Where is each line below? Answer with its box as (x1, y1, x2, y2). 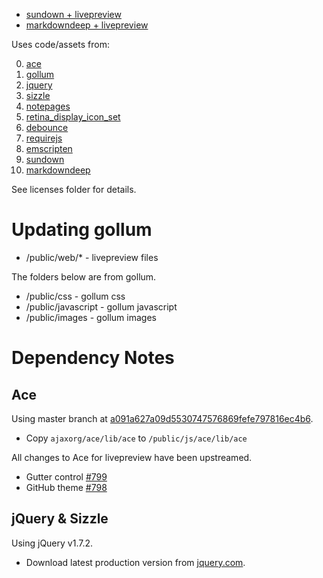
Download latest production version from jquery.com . (25, 556, 246, 568)
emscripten (25, 143, 73, 154)
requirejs (25, 132, 63, 144)
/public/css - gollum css (25, 290, 126, 302)
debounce (25, 122, 69, 133)
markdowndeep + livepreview (25, 19, 149, 31)
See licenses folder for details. (11, 184, 137, 195)
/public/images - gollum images (25, 311, 157, 323)
